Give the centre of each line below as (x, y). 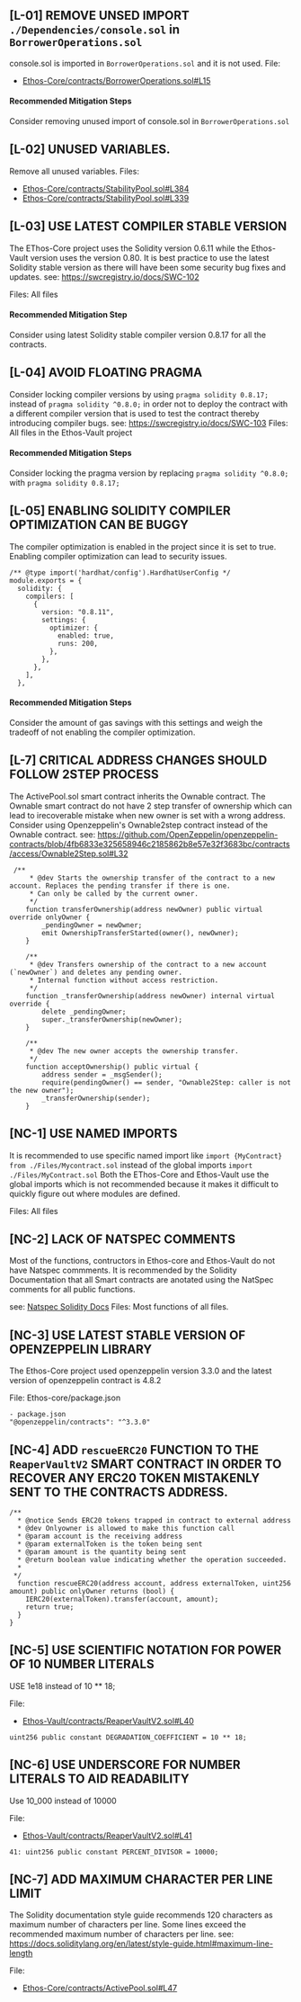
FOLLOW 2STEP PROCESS (84, 775)
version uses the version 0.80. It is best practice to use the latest (150, 257)
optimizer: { (74, 628)
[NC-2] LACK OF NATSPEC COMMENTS (123, 1239)
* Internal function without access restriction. (124, 980)
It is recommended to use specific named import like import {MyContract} (146, 1155)
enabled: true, (86, 635)
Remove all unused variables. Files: (74, 171)
